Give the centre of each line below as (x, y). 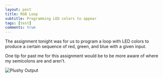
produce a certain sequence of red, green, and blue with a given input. (76, 47)
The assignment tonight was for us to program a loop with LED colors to (77, 41)
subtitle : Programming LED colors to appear (51, 18)
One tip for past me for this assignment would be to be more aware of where (82, 56)
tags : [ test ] (18, 23)
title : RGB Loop (21, 14)
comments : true (20, 28)
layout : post (18, 9)
